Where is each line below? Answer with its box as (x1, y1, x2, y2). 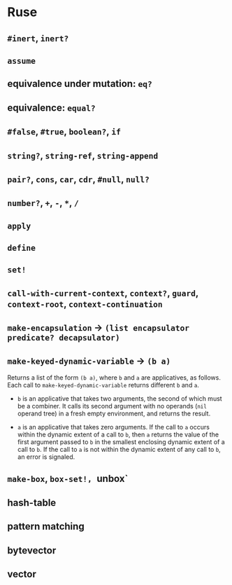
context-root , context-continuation (7, 298, 163, 310)
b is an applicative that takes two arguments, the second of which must (17, 394, 222, 403)
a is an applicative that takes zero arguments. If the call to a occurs (17, 423, 210, 432)
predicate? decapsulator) (7, 333, 120, 343)
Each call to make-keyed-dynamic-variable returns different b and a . (7, 381, 199, 390)
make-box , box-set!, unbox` (7, 473, 129, 485)
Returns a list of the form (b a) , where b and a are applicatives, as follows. (7, 373, 222, 382)
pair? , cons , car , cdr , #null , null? (7, 173, 150, 185)
